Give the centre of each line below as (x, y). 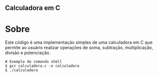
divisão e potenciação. (28, 53)
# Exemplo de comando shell (34, 62)
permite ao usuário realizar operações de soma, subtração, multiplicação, (79, 48)
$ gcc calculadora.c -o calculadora (42, 66)
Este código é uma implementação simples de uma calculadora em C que (79, 42)
